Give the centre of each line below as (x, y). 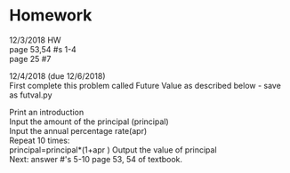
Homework (51, 16)
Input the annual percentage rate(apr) (78, 130)
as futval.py (31, 95)
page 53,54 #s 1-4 (43, 49)
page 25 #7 (30, 59)
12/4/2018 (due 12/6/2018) (57, 75)
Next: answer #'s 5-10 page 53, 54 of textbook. (96, 159)
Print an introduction (47, 112)
